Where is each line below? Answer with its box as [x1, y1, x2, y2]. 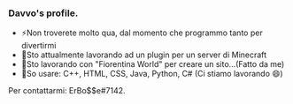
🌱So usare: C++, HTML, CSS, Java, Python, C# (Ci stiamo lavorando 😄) [20, 69, 284, 79]
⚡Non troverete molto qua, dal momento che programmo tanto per [20, 27, 263, 38]
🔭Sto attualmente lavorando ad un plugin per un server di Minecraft [20, 49, 267, 60]
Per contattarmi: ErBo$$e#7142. [8, 85, 126, 96]
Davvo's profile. [8, 7, 79, 19]
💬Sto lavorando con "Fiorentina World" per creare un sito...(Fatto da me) [20, 59, 285, 70]
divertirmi [20, 41, 57, 51]
